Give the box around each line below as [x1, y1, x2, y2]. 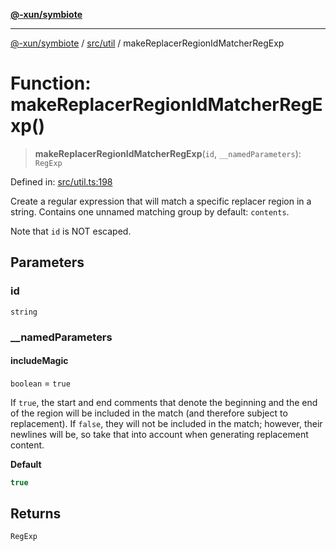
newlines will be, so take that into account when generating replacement [10, 428, 309, 440]
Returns [10, 505, 62, 523]
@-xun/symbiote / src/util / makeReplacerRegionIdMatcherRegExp [10, 37, 285, 49]
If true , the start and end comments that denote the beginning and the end [10, 396, 318, 408]
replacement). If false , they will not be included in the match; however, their [10, 417, 323, 429]
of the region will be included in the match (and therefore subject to [10, 407, 288, 419]
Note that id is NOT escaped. [10, 225, 132, 237]
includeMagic [10, 355, 69, 367]
